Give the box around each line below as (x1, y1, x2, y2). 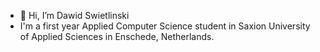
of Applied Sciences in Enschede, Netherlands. (19, 31, 215, 42)
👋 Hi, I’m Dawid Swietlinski (19, 10, 130, 21)
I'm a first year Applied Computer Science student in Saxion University (19, 20, 311, 32)
